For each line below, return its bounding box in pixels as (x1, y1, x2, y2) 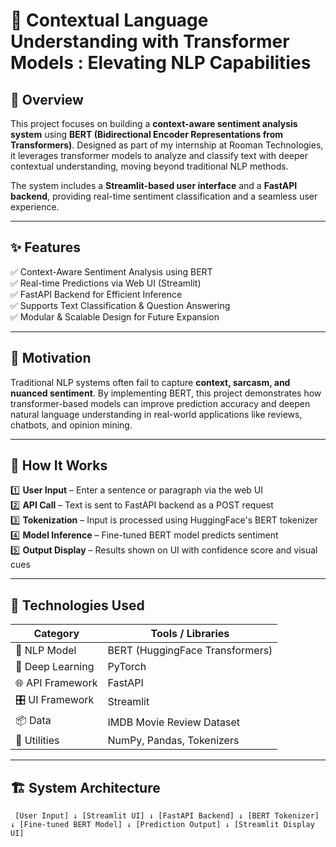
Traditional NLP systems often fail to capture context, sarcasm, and (10, 376, 291, 388)
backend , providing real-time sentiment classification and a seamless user (10, 190, 318, 202)
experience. (10, 201, 60, 213)
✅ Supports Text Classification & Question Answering (10, 299, 231, 311)
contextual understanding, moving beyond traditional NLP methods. (10, 160, 289, 172)
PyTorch (107, 660, 147, 674)
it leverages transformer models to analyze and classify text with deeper (10, 150, 308, 161)
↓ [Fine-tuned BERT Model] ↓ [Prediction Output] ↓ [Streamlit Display (10, 820, 315, 830)
